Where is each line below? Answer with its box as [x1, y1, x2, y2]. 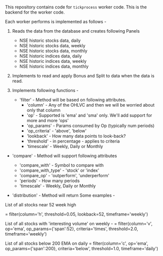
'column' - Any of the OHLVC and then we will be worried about [26, 102, 155, 108]
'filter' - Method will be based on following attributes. [19, 97, 126, 103]
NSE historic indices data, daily [19, 53, 82, 59]
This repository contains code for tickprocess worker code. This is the [5, 4, 147, 10]
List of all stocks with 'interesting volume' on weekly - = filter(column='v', [5, 221, 153, 226]
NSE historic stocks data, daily [19, 37, 81, 43]
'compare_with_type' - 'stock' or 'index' [19, 167, 100, 173]
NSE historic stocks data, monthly [19, 48, 88, 54]
